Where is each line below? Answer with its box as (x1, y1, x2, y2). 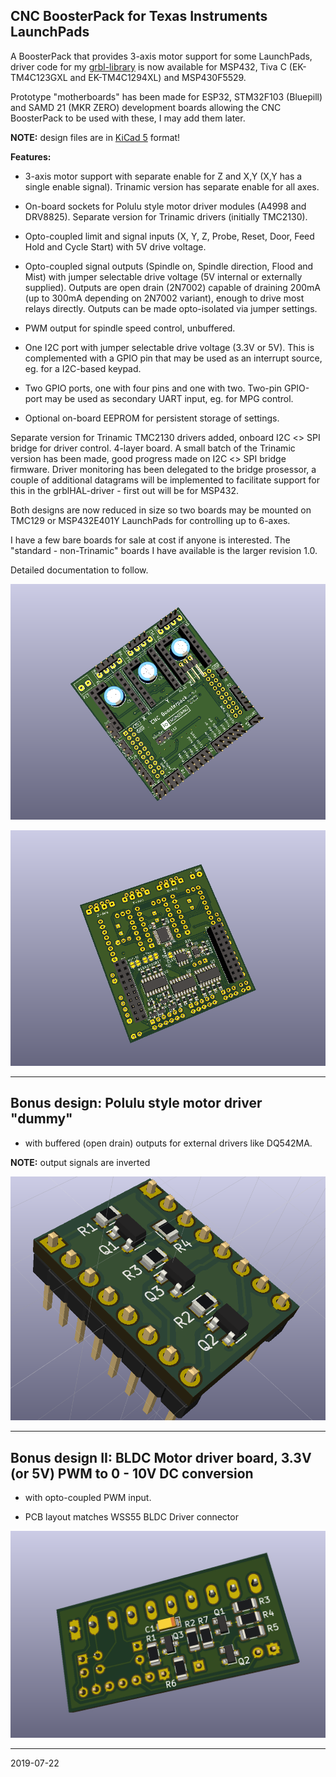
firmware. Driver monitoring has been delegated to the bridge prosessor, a (10, 463, 317, 475)
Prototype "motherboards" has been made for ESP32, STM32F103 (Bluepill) (10, 90, 323, 103)
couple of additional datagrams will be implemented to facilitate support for (10, 474, 321, 486)
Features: (10, 150, 52, 163)
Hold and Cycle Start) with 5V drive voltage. (24, 240, 207, 253)
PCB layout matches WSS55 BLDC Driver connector (24, 1511, 239, 1523)
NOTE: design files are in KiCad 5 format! (10, 131, 181, 143)
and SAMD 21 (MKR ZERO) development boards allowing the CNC (10, 101, 282, 113)
